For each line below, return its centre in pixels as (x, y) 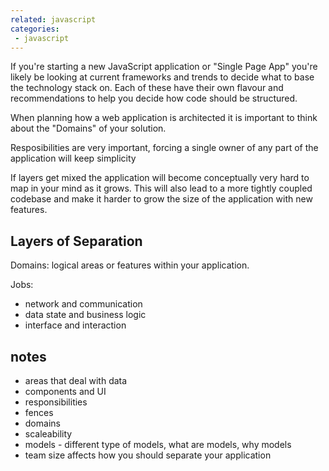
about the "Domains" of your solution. (88, 128)
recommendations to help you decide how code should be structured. (154, 98)
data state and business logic (85, 315)
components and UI (65, 391)
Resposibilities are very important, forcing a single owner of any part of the (164, 148)
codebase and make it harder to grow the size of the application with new (161, 199)
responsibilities (56, 402)
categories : (35, 29)
